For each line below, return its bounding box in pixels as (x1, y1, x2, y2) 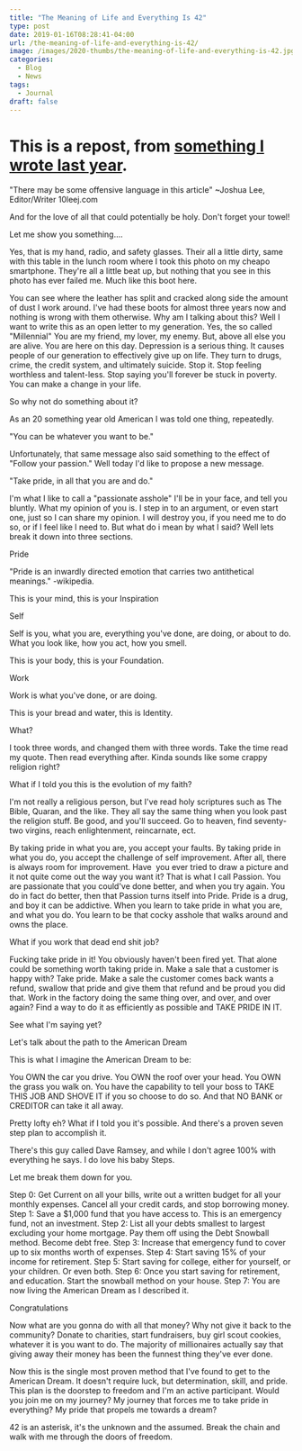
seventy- (253, 816, 288, 827)
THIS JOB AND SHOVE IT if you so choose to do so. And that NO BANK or (9, 1091, 283, 1102)
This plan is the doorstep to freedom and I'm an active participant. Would (9, 1385, 280, 1396)
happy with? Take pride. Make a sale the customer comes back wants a (9, 974, 274, 984)
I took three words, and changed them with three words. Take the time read (9, 742, 289, 753)
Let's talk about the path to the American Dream (9, 1037, 188, 1047)
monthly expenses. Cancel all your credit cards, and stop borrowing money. (9, 1199, 289, 1210)
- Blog (17, 64, 42, 73)
